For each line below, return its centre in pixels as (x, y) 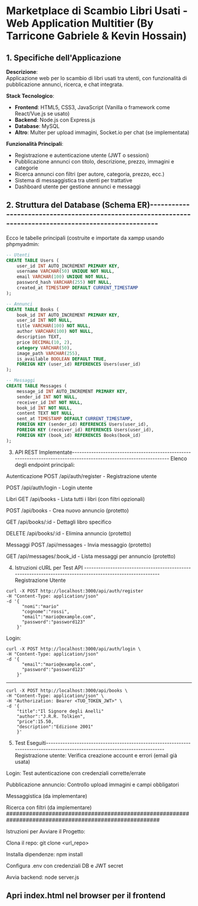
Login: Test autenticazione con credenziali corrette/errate (76, 773)
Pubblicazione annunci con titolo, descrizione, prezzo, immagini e (94, 161)
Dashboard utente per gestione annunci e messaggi (77, 187)
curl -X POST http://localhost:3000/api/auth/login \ (74, 649)
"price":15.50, (35, 721)
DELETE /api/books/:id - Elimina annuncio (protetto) (69, 533)
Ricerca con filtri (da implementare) (49, 807)
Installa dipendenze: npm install (44, 854)
